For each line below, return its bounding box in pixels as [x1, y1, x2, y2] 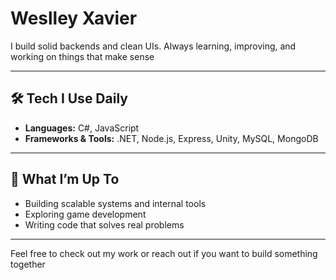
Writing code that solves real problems [24, 218, 185, 231]
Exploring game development [24, 208, 147, 220]
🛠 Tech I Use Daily [10, 90, 128, 107]
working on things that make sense [10, 50, 155, 62]
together [10, 258, 46, 270]
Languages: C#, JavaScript [24, 122, 140, 134]
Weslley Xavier [10, 7, 138, 30]
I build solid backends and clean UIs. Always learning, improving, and [10, 40, 297, 52]
